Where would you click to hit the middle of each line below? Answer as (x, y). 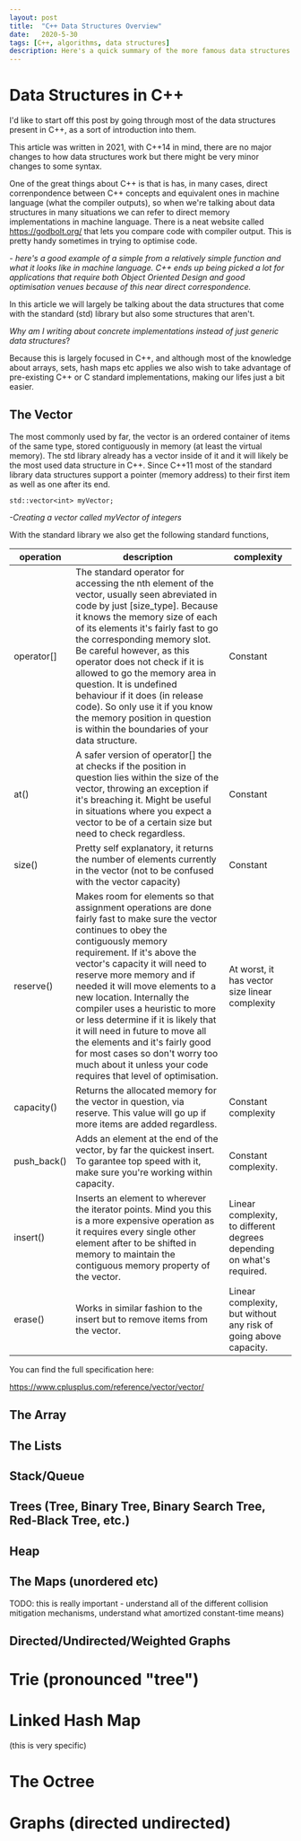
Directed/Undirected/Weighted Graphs (120, 1641)
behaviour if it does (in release (139, 695)
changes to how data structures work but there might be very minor (134, 157)
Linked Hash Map (75, 1721)
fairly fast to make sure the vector (146, 918)
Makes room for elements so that (145, 896)
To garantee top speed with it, (138, 1161)
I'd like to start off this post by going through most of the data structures (142, 120)
